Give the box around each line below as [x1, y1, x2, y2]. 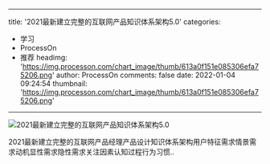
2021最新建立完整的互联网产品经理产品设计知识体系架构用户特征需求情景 [8, 137, 250, 146]
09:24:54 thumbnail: [19, 79, 88, 88]
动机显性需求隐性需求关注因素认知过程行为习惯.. [14, 147, 175, 157]
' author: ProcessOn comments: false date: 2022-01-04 [51, 70, 235, 80]
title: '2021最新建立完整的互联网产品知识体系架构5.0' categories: [8, 17, 221, 27]
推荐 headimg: [19, 53, 68, 62]
